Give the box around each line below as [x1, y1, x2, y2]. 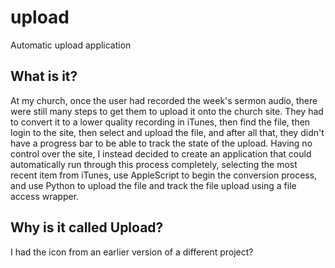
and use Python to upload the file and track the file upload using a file [10, 179, 297, 191]
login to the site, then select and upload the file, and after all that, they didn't [10, 126, 325, 138]
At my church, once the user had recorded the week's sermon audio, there [10, 94, 318, 106]
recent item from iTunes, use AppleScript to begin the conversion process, [10, 169, 318, 181]
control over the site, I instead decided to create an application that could [10, 147, 312, 160]
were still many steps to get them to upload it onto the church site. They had [10, 105, 324, 117]
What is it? [10, 68, 78, 85]
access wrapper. [10, 190, 80, 202]
